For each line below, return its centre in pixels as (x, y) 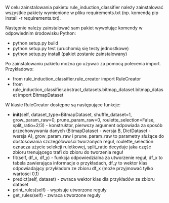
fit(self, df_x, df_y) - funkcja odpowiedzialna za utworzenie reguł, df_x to (88, 157)
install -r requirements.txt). (33, 18)
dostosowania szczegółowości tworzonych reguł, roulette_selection (83, 141)
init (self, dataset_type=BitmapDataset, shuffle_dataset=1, (72, 114)
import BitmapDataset (41, 95)
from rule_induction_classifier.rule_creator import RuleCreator (77, 79)
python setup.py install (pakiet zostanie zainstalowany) (70, 54)
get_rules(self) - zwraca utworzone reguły (56, 195)
